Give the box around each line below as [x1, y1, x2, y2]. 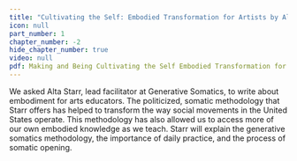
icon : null [9, 21, 49, 30]
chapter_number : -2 [9, 37, 81, 47]
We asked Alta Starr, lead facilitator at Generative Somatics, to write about [9, 85, 279, 97]
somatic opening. [9, 142, 72, 152]
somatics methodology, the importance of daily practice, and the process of [9, 133, 286, 143]
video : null [9, 54, 53, 62]
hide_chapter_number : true [9, 46, 109, 55]
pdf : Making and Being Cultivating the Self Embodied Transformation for [9, 62, 287, 71]
